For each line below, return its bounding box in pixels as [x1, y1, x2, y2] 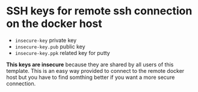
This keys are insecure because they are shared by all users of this [6, 61, 174, 68]
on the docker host [6, 17, 102, 30]
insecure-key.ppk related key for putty [14, 49, 110, 56]
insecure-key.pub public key [14, 43, 85, 50]
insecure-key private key [14, 36, 77, 44]
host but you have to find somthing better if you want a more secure [6, 73, 175, 81]
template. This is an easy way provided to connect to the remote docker [6, 67, 185, 74]
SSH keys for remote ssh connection [6, 4, 193, 18]
